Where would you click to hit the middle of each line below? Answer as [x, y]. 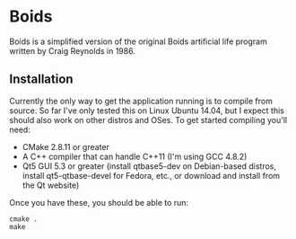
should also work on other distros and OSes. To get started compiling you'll [148, 119]
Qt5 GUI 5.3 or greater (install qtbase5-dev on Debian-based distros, [149, 166]
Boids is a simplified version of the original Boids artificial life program [138, 41]
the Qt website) [51, 185]
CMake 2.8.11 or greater [66, 146]
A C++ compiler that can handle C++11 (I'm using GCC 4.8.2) [135, 156]
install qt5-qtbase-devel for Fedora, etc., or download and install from [151, 175]
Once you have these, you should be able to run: [99, 202]
